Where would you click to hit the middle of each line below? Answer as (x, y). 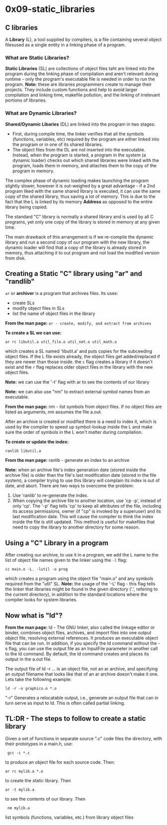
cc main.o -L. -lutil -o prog (37, 569)
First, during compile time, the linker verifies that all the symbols (78, 134)
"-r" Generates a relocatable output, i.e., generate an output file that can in (82, 698)
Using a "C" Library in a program (57, 543)
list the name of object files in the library (54, 314)
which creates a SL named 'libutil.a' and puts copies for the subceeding (79, 351)
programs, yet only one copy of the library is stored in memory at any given (83, 222)
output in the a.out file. (28, 659)
